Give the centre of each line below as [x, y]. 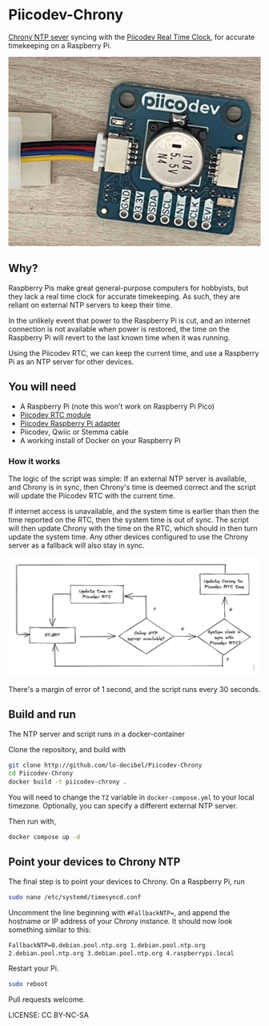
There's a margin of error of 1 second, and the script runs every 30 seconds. [134, 689]
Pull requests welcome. [47, 999]
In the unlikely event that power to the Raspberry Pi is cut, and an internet [129, 320]
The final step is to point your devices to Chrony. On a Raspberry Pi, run [127, 881]
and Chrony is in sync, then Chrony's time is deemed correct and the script [132, 487]
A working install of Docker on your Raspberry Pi [100, 440]
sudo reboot [28, 984]
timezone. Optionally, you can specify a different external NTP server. [123, 806]
